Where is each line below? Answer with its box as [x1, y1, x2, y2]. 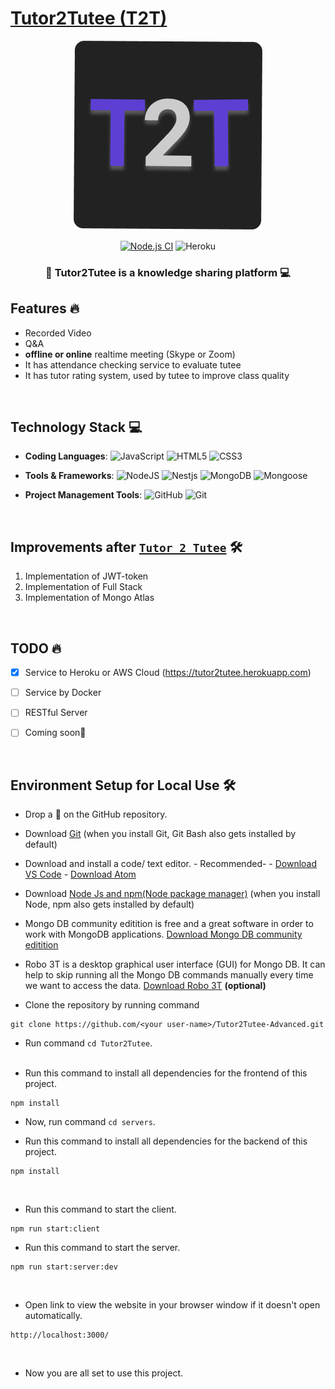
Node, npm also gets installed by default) [24, 898, 195, 911]
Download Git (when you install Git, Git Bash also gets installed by [24, 828, 297, 840]
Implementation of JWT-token [24, 570, 149, 582]
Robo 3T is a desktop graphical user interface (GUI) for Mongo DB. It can [24, 958, 326, 971]
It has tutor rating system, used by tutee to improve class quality [24, 369, 290, 381]
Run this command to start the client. [24, 1203, 177, 1216]
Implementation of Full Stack [24, 581, 143, 593]
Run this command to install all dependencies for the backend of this [24, 1135, 308, 1147]
